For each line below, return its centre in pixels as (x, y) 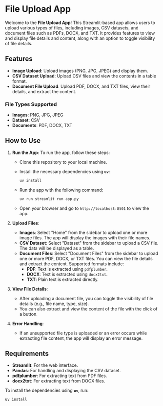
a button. (28, 314)
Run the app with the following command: (61, 190)
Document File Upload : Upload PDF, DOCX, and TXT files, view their (81, 86)
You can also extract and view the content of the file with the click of (88, 309)
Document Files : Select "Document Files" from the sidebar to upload (89, 253)
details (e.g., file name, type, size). (54, 304)
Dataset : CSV (26, 120)
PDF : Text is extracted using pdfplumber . (67, 269)
